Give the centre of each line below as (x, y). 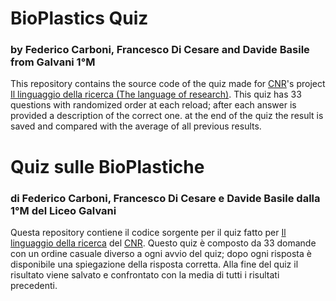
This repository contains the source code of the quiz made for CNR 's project (168, 84)
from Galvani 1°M (53, 62)
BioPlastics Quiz (79, 18)
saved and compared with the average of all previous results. (136, 126)
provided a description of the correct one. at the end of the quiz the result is (167, 116)
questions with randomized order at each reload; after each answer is (153, 105)
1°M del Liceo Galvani (63, 210)
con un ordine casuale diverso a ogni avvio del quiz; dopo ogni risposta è (161, 253)
